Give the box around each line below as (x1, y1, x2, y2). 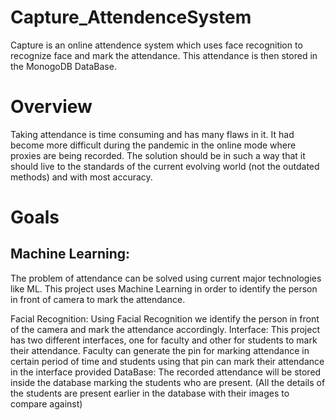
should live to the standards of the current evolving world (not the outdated (10, 160, 320, 172)
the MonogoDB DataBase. (10, 60, 117, 72)
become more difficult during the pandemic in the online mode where (10, 139, 297, 151)
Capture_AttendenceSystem (10, 6, 252, 29)
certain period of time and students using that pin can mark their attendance (10, 355, 325, 367)
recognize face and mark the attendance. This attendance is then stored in (10, 49, 318, 61)
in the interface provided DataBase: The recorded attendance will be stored (10, 366, 322, 378)
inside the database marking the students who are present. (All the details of (10, 376, 326, 388)
